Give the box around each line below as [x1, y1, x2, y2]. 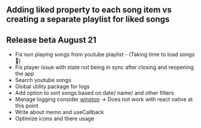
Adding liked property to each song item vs [6, 5, 172, 15]
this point [14, 102, 39, 109]
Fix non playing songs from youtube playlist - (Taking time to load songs [14, 51, 195, 58]
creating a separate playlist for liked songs [6, 14, 170, 25]
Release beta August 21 [6, 34, 97, 45]
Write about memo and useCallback [14, 109, 104, 116]
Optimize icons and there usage [14, 115, 95, 123]
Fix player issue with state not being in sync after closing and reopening [14, 63, 194, 71]
